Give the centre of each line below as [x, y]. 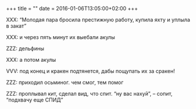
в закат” [16, 26]
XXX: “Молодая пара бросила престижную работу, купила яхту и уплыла [98, 20]
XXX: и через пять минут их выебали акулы [61, 37]
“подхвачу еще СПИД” [35, 100]
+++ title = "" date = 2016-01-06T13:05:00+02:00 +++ [72, 8]
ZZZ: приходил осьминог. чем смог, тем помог [65, 82]
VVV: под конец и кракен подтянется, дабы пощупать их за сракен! [90, 71]
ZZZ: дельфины [25, 48]
